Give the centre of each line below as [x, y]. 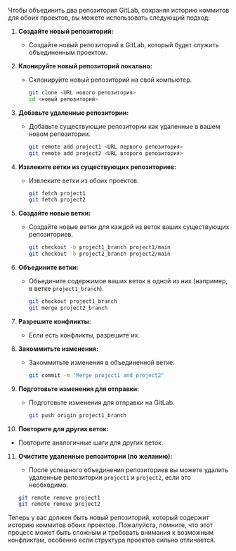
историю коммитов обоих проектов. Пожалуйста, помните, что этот [111, 525]
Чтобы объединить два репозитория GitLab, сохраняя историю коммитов [119, 10]
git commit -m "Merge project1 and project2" [96, 375]
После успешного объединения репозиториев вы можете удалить [129, 470]
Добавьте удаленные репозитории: [73, 113]
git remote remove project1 [59, 497]
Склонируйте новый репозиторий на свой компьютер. [110, 80]
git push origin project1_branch [78, 415]
